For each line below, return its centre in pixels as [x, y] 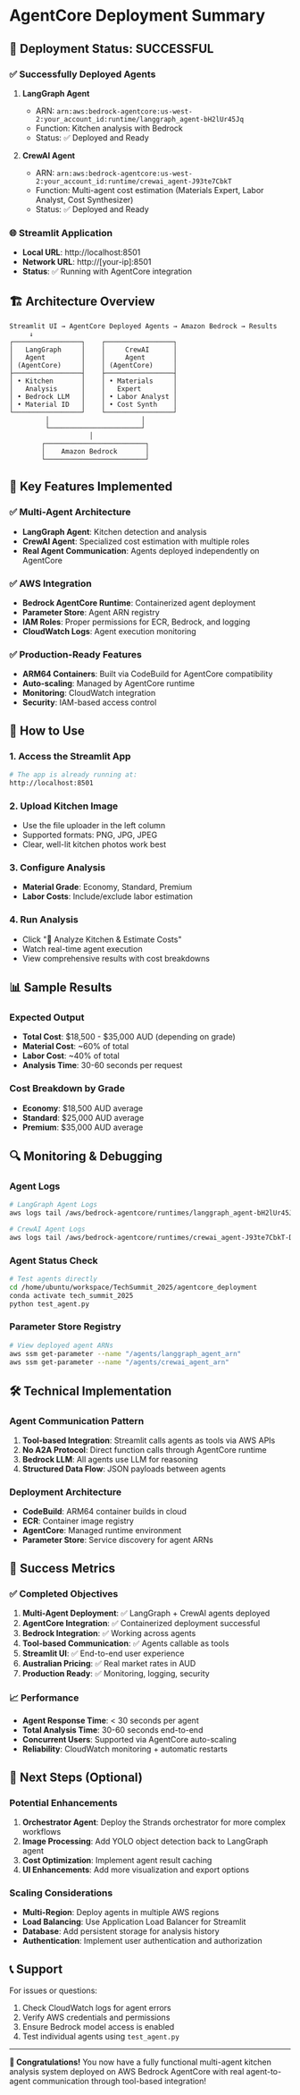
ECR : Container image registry [78, 1521]
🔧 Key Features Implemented [91, 487]
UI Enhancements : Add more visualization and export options [136, 1870]
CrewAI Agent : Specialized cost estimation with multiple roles [136, 541]
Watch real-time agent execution [82, 948]
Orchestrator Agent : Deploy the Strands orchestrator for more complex [154, 1822]
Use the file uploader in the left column [94, 825]
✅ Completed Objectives [64, 1593]
